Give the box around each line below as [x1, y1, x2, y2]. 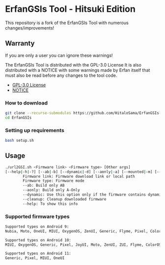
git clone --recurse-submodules [5, 111, 71, 116]
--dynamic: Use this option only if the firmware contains [23, 192, 146, 198]
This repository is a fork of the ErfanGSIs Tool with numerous [5, 20, 129, 26]
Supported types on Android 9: [5, 224, 69, 229]
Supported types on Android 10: [5, 237, 71, 242]
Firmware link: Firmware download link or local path [23, 174, 135, 179]
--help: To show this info [23, 201, 78, 206]
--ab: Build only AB [23, 183, 65, 188]
